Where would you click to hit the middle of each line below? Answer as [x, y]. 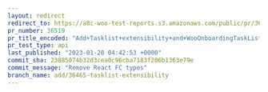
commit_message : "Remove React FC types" [78, 68]
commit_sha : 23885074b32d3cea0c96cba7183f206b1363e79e [101, 61]
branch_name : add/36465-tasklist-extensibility [88, 75]
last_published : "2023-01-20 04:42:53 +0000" [84, 53]
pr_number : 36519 [36, 30]
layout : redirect [36, 16]
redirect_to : [29, 23]
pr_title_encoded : [38, 38]
